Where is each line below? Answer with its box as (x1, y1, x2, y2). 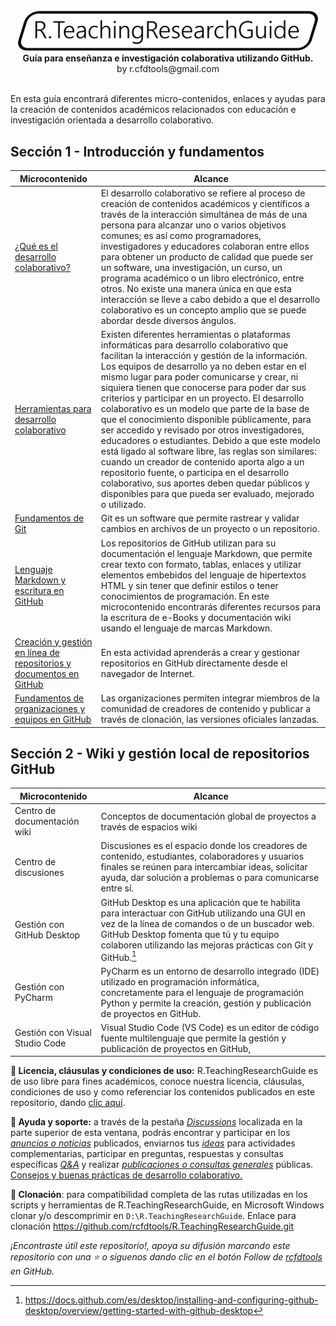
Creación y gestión (14, 635, 93, 648)
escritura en (14, 585, 65, 597)
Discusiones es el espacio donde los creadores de (100, 840, 308, 852)
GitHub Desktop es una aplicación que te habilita (100, 896, 301, 908)
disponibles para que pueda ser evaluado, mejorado (100, 488, 315, 500)
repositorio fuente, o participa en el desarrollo (100, 467, 290, 479)
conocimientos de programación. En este (100, 590, 270, 602)
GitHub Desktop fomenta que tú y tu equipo (100, 928, 280, 940)
